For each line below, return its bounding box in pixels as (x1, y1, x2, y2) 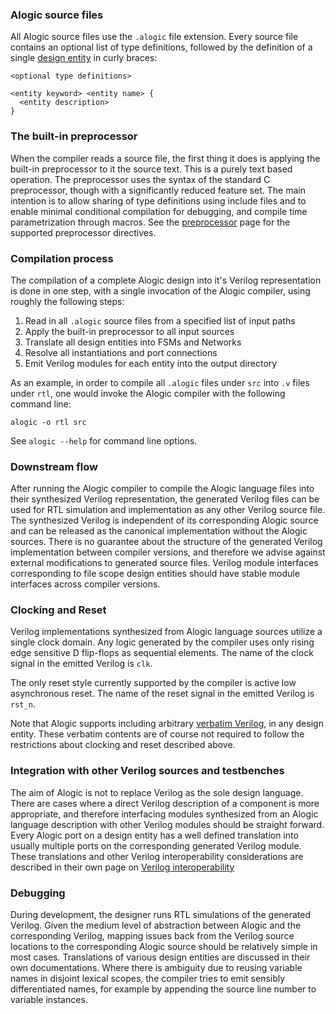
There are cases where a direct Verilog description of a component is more (10, 797, 320, 809)
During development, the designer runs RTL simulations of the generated (10, 909, 312, 921)
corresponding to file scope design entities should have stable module (10, 568, 300, 580)
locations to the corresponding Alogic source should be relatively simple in (10, 941, 318, 953)
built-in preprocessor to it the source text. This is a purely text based (10, 163, 293, 175)
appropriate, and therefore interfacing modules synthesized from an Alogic (10, 808, 319, 820)
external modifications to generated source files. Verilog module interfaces (10, 557, 319, 569)
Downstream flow (10, 459, 98, 473)
